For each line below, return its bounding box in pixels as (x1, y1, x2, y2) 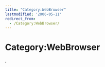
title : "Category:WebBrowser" (5, 7, 67, 12)
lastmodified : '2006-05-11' (5, 12, 62, 17)
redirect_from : (5, 16, 36, 21)
